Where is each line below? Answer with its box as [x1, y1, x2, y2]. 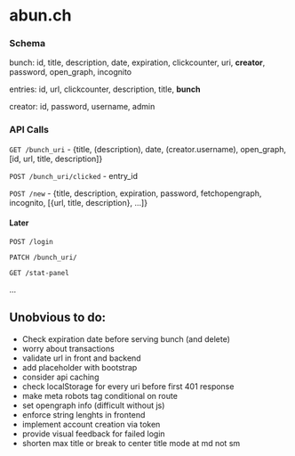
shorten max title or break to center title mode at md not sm [21, 437, 241, 448]
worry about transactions [21, 343, 116, 354]
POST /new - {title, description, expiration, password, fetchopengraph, [9, 188, 262, 199]
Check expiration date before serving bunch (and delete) [21, 333, 231, 344]
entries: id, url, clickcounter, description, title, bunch [9, 84, 201, 94]
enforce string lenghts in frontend [21, 409, 146, 419]
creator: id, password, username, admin [9, 102, 155, 112]
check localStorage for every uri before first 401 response [21, 380, 235, 392]
